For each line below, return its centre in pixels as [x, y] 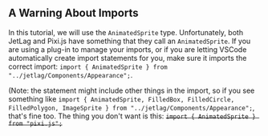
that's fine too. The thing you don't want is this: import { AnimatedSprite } [132, 116]
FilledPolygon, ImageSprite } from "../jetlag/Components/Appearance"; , [132, 107]
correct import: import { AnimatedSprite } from [88, 66]
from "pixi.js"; [35, 123]
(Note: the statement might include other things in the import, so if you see [132, 90]
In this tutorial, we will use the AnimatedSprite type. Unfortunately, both [126, 32]
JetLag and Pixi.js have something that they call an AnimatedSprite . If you [130, 41]
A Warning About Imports [73, 13]
